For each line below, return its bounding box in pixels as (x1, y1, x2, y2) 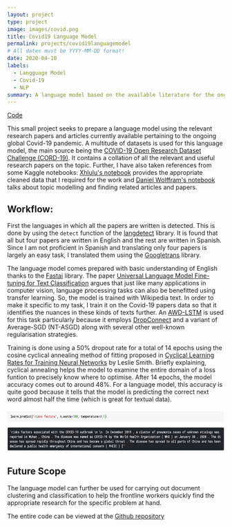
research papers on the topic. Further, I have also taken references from (7, 161, 212, 169)
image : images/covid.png (7, 26, 79, 32)
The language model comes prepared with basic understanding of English (7, 265, 217, 273)
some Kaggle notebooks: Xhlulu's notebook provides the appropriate (7, 169, 204, 177)
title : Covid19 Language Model (7, 33, 97, 40)
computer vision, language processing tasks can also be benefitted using (7, 287, 216, 295)
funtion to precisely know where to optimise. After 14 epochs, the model (7, 373, 212, 381)
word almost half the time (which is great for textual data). (7, 395, 173, 403)
